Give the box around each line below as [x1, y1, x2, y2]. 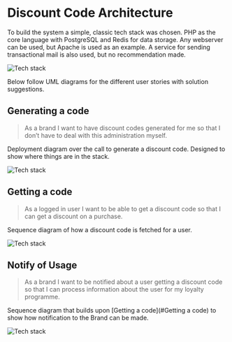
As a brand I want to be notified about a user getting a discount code [24, 278, 223, 286]
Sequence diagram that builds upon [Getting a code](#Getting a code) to [7, 306, 217, 315]
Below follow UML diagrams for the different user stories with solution [7, 77, 208, 85]
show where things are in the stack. [7, 152, 110, 160]
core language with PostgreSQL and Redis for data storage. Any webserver [7, 35, 224, 43]
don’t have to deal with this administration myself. [24, 131, 168, 139]
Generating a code [7, 105, 89, 117]
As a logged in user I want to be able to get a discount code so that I [24, 204, 222, 213]
